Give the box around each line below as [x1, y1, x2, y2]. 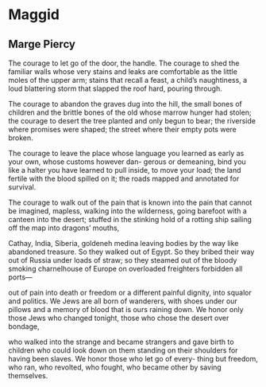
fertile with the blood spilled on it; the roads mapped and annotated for [8, 174, 240, 183]
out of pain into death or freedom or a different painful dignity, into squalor [8, 288, 252, 297]
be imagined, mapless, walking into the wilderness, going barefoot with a [8, 206, 248, 216]
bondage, [8, 322, 40, 331]
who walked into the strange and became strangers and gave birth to [8, 337, 234, 346]
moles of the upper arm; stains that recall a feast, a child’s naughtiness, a [8, 76, 248, 84]
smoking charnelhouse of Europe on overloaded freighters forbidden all [8, 264, 243, 273]
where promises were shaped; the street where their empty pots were [8, 125, 237, 134]
